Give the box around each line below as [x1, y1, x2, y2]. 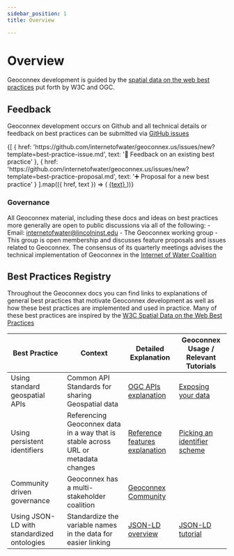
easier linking [67, 538, 111, 548]
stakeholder [67, 492, 106, 502]
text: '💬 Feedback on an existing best [108, 150, 214, 159]
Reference [127, 428, 162, 438]
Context [80, 348, 108, 358]
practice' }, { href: [7, 157, 58, 166]
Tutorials [185, 362, 217, 371]
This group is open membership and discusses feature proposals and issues [7, 235, 226, 244]
